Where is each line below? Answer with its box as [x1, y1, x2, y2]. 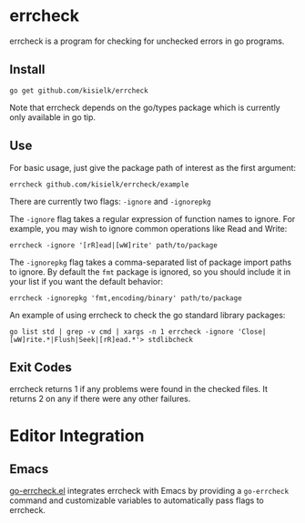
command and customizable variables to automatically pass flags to [9, 495, 264, 506]
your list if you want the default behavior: [9, 276, 164, 287]
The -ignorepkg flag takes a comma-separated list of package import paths [9, 256, 292, 267]
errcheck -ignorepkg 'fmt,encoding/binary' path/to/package [9, 293, 243, 303]
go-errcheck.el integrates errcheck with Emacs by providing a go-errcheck [9, 486, 290, 497]
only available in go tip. [9, 111, 97, 123]
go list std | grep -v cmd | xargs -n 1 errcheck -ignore [9, 327, 234, 337]
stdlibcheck [147, 335, 194, 344]
